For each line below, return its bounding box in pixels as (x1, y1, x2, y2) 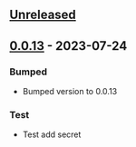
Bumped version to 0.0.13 (22, 86, 118, 97)
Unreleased (9, 7, 77, 23)
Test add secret (22, 129, 82, 140)
